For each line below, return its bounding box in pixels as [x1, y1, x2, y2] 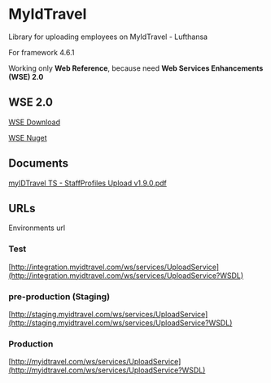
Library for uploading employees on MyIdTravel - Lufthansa [8, 32, 208, 41]
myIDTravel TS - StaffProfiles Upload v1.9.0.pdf [8, 178, 167, 188]
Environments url [8, 223, 66, 233]
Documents [8, 156, 69, 171]
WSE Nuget [8, 133, 47, 142]
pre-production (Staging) [8, 290, 111, 302]
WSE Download [8, 117, 61, 127]
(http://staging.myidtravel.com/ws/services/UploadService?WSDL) [8, 318, 233, 328]
